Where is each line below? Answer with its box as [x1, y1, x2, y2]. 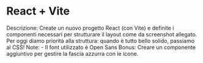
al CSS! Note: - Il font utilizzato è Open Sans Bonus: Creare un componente [6, 44, 196, 51]
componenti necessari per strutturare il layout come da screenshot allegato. [6, 30, 197, 38]
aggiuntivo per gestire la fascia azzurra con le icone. [6, 50, 139, 57]
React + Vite [6, 4, 70, 18]
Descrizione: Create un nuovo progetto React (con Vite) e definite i [6, 24, 174, 31]
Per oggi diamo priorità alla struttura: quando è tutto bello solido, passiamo [6, 37, 194, 44]
